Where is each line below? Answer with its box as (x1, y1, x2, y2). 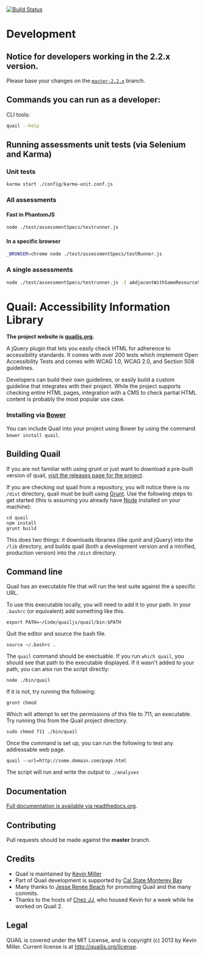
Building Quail (6, 449, 61, 459)
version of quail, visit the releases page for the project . (6, 472, 144, 479)
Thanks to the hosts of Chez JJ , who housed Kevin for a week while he (15, 896, 194, 903)
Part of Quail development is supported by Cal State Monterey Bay (15, 876, 182, 884)
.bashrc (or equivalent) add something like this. (6, 608, 125, 615)
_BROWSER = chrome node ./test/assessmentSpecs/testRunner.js (6, 251, 163, 257)
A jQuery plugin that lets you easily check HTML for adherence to (6, 345, 171, 352)
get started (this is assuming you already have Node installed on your (6, 496, 181, 503)
